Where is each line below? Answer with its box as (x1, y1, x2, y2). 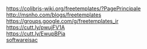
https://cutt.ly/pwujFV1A (6, 24, 65, 31)
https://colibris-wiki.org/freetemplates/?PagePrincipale (6, 5, 141, 12)
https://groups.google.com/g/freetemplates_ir (6, 18, 119, 24)
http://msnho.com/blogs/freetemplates (6, 11, 102, 18)
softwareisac (6, 37, 38, 43)
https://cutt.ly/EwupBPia (6, 30, 65, 37)
